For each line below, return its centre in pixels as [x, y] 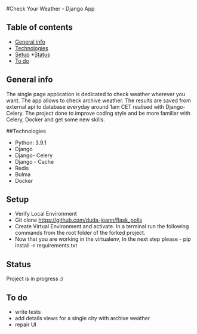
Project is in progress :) [35, 279]
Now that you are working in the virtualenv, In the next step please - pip [103, 239]
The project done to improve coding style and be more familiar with [108, 113]
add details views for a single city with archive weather [82, 318]
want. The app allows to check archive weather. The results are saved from [98, 100]
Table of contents [39, 27]
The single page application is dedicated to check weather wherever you [96, 94]
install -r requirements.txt [46, 246]
